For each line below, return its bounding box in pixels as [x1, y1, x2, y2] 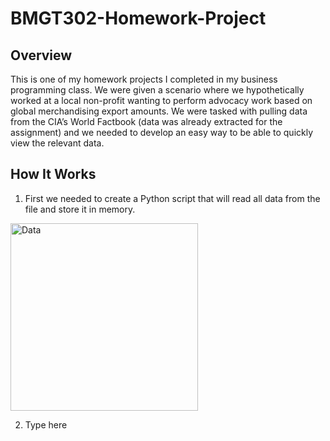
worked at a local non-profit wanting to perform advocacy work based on [10, 95, 313, 106]
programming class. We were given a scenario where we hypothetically [10, 84, 305, 96]
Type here [24, 418, 68, 431]
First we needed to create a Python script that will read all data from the [24, 192, 321, 204]
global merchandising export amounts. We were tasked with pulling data [10, 105, 308, 117]
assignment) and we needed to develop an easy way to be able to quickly [10, 127, 314, 138]
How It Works [10, 166, 97, 183]
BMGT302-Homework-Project [10, 7, 267, 30]
